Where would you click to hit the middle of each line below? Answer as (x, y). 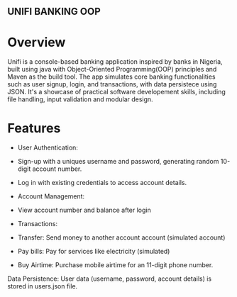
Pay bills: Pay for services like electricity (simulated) (94, 252)
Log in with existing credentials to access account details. (102, 183)
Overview (37, 42)
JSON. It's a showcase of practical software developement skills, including (116, 92)
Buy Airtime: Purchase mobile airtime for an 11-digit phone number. (115, 265)
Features (34, 128)
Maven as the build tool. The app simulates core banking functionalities (111, 77)
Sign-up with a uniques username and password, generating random (118, 162)
